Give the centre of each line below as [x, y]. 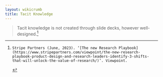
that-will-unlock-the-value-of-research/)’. [58, 61]
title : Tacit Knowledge [29, 14]
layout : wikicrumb [24, 9]
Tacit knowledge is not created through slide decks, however [78, 28]
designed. [27, 34]
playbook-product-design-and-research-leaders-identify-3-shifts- [81, 57]
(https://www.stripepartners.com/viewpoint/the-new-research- [76, 52]
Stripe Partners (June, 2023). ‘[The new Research [64, 48]
